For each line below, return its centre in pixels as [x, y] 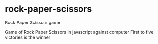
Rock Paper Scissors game [33, 22]
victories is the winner [28, 37]
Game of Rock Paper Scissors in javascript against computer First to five [79, 32]
